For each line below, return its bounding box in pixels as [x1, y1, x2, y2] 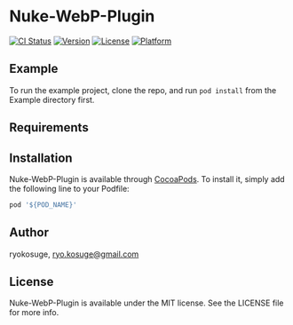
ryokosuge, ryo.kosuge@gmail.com [9, 249, 139, 259]
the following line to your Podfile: [9, 183, 131, 194]
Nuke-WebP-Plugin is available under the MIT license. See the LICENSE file [9, 297, 284, 308]
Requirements [9, 120, 89, 135]
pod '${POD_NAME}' [9, 200, 77, 210]
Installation [9, 150, 73, 165]
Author [9, 225, 49, 241]
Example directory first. [9, 94, 95, 105]
